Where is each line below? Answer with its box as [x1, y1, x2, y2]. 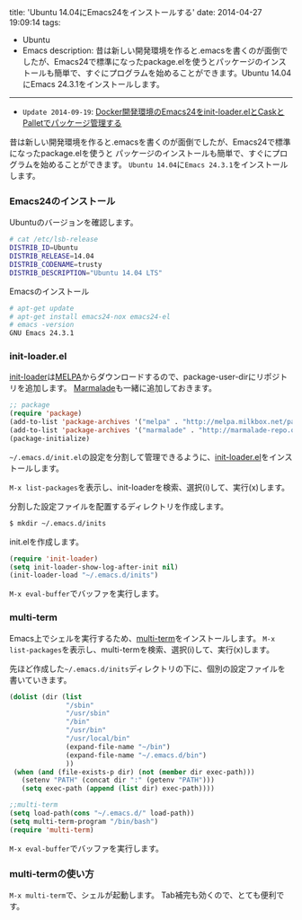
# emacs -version [9, 321, 75, 330]
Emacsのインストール [9, 286, 90, 296]
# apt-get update [9, 304, 75, 313]
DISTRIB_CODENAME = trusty [9, 260, 102, 269]
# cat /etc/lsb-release [9, 235, 99, 244]
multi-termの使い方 [9, 867, 94, 880]
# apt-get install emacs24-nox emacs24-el [9, 312, 171, 321]
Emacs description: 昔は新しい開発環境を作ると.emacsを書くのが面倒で [22, 45, 289, 56]
